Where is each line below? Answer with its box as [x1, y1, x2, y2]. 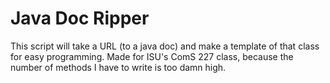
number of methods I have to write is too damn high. [10, 61, 227, 73]
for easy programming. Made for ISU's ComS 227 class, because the [10, 50, 294, 62]
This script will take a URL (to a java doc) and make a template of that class [10, 40, 320, 52]
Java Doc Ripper [10, 7, 150, 30]
